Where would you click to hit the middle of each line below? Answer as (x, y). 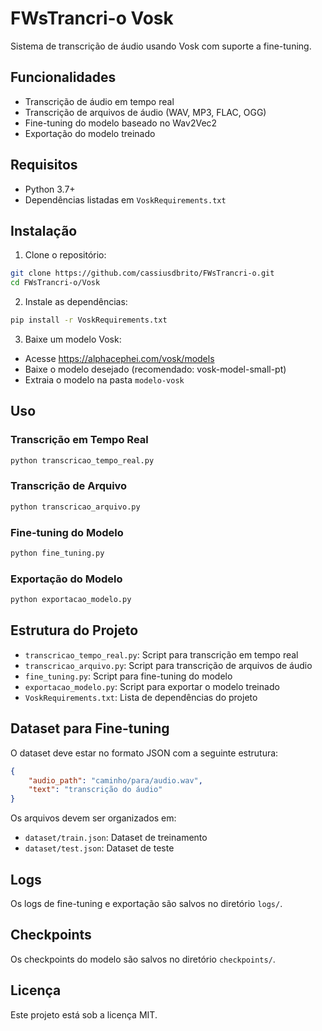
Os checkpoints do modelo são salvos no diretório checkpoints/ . (143, 959)
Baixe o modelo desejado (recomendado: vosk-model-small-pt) (155, 369)
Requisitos (44, 165)
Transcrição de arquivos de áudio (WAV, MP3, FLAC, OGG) (145, 112)
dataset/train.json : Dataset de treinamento (116, 838)
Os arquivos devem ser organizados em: (93, 818)
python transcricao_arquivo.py (75, 507)
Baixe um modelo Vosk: (73, 339)
